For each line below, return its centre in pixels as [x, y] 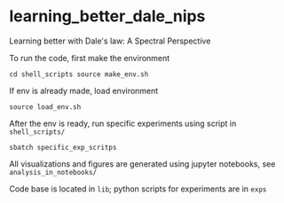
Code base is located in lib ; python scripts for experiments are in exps [138, 189]
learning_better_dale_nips [107, 16]
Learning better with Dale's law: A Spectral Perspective [110, 41]
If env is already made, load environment [84, 90]
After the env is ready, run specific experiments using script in [123, 123]
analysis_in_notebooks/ [53, 172]
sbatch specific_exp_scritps [63, 147]
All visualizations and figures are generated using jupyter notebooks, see [142, 164]
